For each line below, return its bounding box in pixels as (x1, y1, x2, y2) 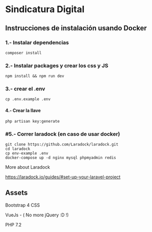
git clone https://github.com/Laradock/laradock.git (5, 142, 119, 147)
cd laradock (5, 146, 30, 151)
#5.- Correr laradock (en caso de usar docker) (5, 130, 120, 137)
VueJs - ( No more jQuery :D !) (5, 212, 69, 218)
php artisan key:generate (5, 119, 60, 124)
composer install (5, 50, 42, 55)
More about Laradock (5, 164, 50, 170)
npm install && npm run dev (5, 73, 65, 79)
